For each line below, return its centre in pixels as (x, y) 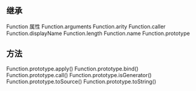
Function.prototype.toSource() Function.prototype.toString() (81, 81)
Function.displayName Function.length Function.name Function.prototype (98, 33)
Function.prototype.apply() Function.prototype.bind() (73, 69)
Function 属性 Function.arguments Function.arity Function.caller (86, 27)
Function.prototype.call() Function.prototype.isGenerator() (79, 75)
